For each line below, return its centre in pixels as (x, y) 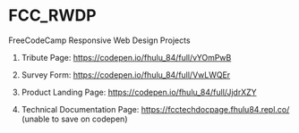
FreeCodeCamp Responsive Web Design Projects (99, 40)
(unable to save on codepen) (74, 119)
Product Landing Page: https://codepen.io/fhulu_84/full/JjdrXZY (139, 92)
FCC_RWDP (52, 16)
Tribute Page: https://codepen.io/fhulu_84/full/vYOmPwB (126, 57)
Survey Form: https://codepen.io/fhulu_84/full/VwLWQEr (126, 75)
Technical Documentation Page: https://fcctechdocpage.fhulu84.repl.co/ (155, 109)
